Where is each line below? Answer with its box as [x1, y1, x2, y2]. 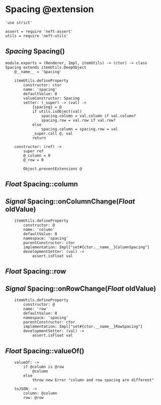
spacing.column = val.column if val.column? [41, 113, 136, 118]
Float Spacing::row [5, 267, 66, 276]
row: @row [23, 395, 44, 400]
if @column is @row [23, 364, 64, 369]
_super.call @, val [32, 131, 73, 136]
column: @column [23, 390, 57, 396]
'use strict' [5, 20, 33, 25]
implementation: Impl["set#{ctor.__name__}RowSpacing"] [23, 324, 143, 329]
